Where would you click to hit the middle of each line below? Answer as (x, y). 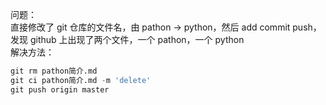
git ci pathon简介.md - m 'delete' (81, 80)
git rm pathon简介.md (54, 71)
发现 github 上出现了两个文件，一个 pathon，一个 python (127, 39)
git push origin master (60, 89)
